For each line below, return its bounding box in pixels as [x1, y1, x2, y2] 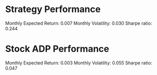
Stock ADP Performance [5, 43, 110, 55]
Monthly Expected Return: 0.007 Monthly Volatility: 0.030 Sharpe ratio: [5, 20, 152, 26]
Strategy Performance [5, 4, 101, 15]
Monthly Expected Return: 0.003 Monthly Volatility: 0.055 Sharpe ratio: [5, 59, 152, 66]
